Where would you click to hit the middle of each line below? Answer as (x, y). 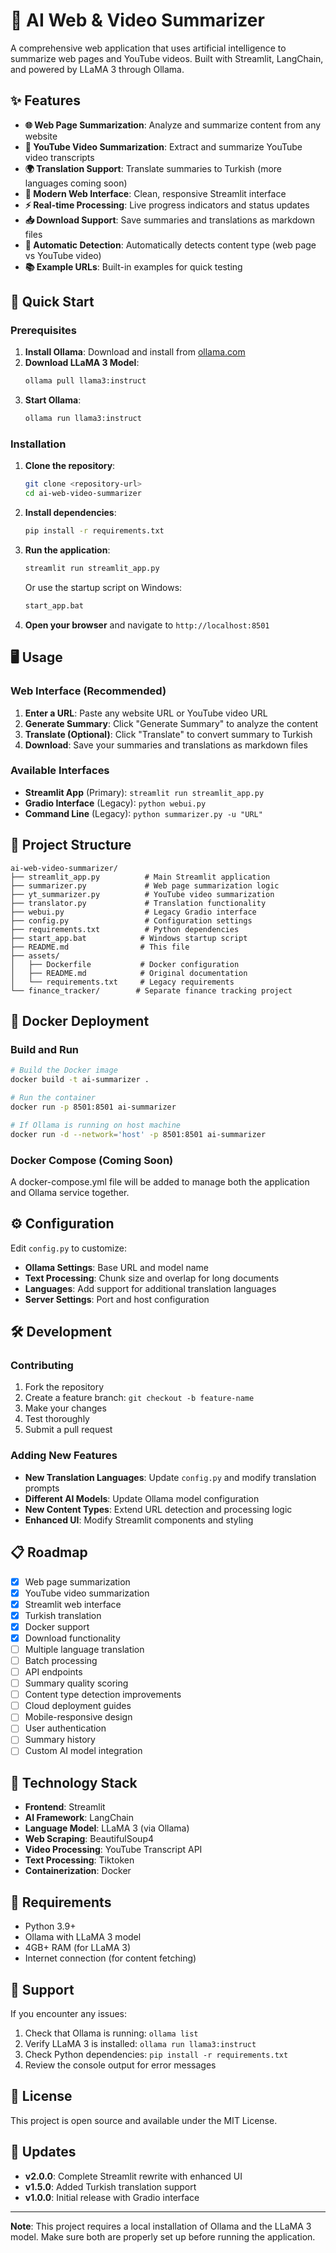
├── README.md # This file (100, 947)
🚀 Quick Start (52, 302)
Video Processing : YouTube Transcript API (113, 1850)
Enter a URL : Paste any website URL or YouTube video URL (146, 713)
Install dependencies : (70, 513)
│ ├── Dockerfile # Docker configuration (125, 964)
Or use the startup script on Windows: (103, 587)
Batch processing (61, 1660)
